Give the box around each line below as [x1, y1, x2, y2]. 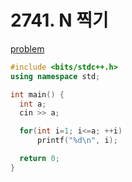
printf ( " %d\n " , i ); [36, 136, 118, 146]
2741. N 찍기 [10, 9, 109, 32]
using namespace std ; [10, 71, 101, 81]
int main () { [10, 89, 65, 100]
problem [10, 42, 45, 55]
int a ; [19, 99, 47, 109]
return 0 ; [19, 154, 60, 164]
